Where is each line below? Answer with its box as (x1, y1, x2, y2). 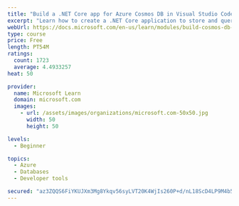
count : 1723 (14, 57, 50, 64)
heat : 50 (7, 70, 33, 77)
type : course (7, 30, 46, 38)
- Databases (14, 168, 50, 175)
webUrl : (7, 24, 31, 31)
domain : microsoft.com (14, 96, 81, 103)
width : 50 (26, 116, 55, 123)
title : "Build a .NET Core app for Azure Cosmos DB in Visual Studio (7, 10, 218, 18)
